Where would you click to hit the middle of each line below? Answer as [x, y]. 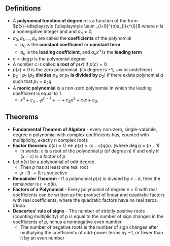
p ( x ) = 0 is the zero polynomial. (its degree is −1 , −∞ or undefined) [82, 69]
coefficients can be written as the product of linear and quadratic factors [89, 195]
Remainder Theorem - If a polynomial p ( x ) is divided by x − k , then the [87, 178]
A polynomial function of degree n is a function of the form [75, 20]
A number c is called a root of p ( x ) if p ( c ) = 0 [60, 64]
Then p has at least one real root [54, 167]
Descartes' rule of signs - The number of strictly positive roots [79, 211]
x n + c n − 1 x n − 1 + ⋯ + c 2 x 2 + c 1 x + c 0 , [59, 100]
